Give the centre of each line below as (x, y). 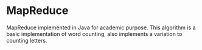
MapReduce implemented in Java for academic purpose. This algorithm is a (101, 27)
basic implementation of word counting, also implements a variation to (94, 34)
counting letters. (27, 40)
